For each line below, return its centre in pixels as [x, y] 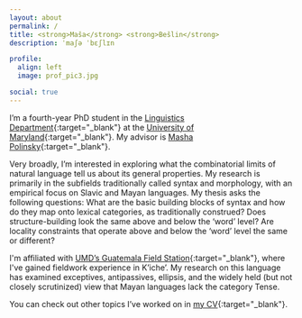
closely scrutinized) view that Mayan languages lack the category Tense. [145, 286]
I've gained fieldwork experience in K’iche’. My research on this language [145, 268]
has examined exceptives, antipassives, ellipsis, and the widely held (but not [151, 277]
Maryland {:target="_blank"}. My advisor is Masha [101, 137]
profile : [26, 59]
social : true [34, 92]
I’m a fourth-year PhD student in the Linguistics [97, 117]
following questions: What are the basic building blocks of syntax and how [147, 202]
